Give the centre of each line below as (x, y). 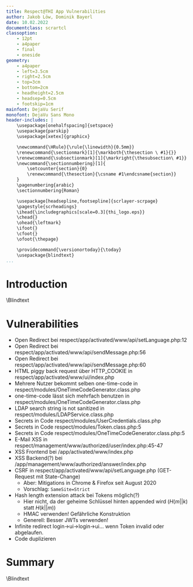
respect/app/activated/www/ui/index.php (64, 377)
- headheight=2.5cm (40, 93)
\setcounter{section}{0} (57, 169)
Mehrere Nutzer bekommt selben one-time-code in (76, 384)
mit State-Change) (58, 476)
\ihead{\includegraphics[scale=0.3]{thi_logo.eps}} (81, 212)
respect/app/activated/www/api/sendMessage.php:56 (80, 353)
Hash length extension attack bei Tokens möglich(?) (77, 495)
